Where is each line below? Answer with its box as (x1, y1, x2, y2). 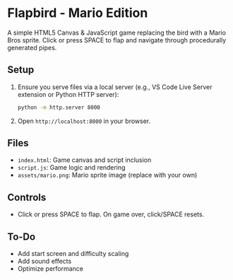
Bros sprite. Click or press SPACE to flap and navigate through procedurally (7, 35, 227, 44)
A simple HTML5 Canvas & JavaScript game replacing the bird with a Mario (7, 28, 226, 37)
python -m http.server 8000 (17, 104, 100, 111)
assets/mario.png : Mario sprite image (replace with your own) (17, 171, 198, 180)
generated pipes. (7, 43, 57, 52)
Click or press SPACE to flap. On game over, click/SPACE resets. (17, 210, 205, 218)
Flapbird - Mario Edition (7, 5, 148, 21)
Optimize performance (17, 264, 83, 273)
